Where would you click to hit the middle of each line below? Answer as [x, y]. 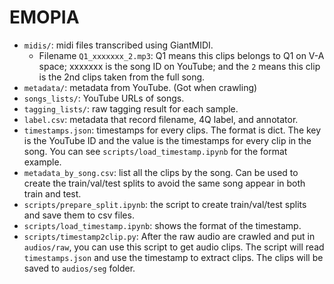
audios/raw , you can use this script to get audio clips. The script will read [174, 247]
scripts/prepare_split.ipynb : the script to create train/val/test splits [165, 204]
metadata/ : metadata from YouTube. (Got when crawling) [140, 87]
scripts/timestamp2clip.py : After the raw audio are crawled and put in [169, 236]
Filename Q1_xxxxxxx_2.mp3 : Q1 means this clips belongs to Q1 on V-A [181, 55]
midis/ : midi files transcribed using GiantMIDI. [118, 45]
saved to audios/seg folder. [79, 268]
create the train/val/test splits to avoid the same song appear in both [164, 183]
